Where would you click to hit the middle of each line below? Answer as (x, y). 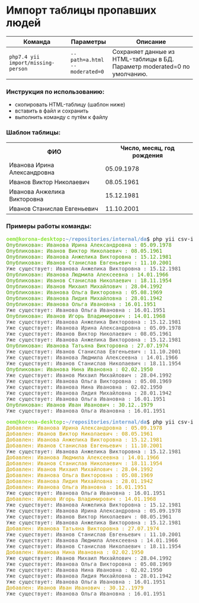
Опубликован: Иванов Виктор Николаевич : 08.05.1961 (84, 251)
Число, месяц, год (147, 147)
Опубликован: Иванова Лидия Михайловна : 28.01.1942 (84, 298)
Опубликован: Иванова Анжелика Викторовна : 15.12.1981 (89, 256)
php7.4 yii (24, 57)
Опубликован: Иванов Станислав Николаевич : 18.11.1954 (89, 280)
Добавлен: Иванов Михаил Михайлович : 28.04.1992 (80, 469)
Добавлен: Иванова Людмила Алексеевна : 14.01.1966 (83, 457)
